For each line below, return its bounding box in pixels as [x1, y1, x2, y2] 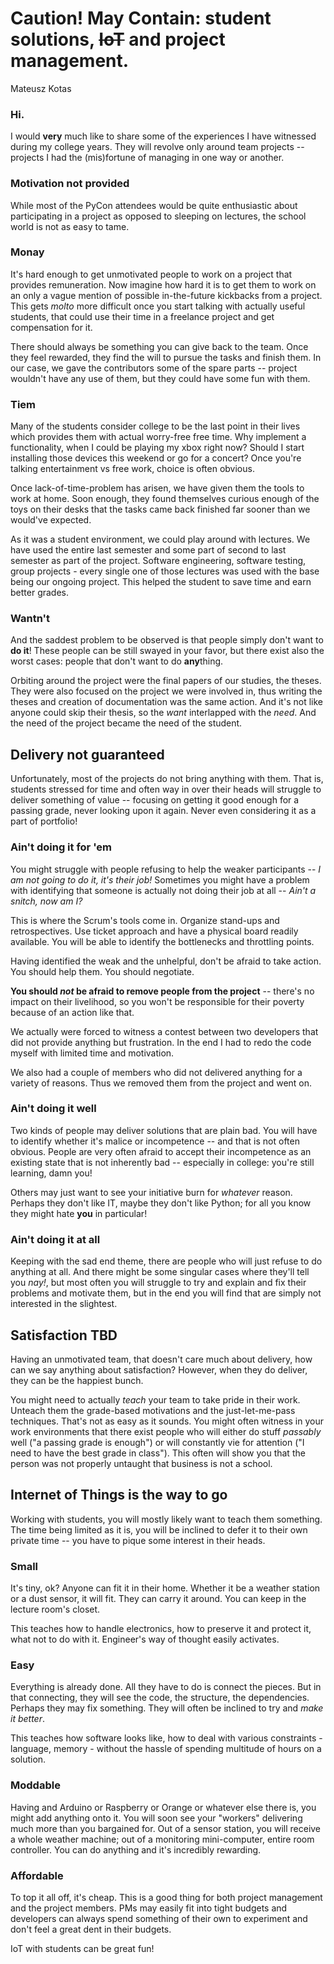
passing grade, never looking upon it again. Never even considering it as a [10, 805, 317, 817]
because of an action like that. [10, 1006, 135, 1018]
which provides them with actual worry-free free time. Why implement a [10, 431, 307, 443]
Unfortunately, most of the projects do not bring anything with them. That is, [10, 773, 324, 785]
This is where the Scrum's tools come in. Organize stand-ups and [10, 914, 280, 926]
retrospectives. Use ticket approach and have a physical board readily [10, 925, 299, 937]
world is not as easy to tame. [10, 220, 130, 232]
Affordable [10, 1868, 64, 1882]
